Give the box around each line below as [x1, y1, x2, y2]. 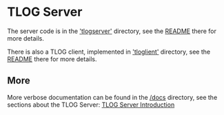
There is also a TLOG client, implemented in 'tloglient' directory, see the [7, 48, 211, 56]
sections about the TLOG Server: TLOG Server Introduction [7, 101, 175, 109]
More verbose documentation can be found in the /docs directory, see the [7, 93, 218, 101]
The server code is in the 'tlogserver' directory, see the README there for [7, 27, 217, 35]
